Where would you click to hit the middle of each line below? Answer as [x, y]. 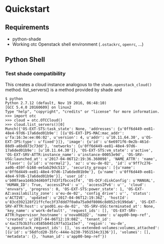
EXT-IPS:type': [21, 142]
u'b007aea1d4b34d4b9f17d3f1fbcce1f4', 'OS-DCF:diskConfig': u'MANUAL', [80, 181]
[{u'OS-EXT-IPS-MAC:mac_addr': [92, 133]
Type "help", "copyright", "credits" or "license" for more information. [82, 112]
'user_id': [76, 176]
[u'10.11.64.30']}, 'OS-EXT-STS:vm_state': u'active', [96, 150]
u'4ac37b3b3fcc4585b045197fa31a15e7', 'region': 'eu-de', [66, 223]
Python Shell [25, 60]
